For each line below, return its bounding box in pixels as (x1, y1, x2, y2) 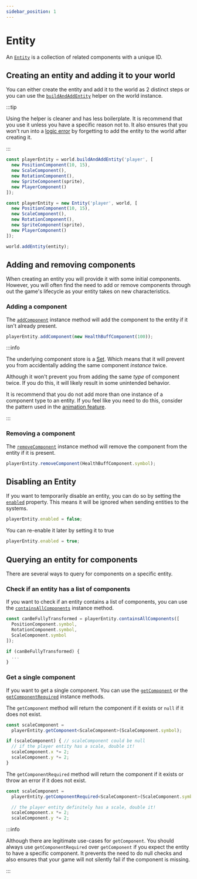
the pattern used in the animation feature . (6, 404, 107, 411)
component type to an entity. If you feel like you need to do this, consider (6, 397, 183, 404)
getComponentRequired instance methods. (6, 692, 105, 700)
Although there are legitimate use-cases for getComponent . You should (6, 837, 174, 844)
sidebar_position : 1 (6, 8, 57, 15)
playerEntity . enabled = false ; (6, 516, 83, 522)
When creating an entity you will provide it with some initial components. (6, 275, 182, 282)
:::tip (6, 104, 17, 111)
